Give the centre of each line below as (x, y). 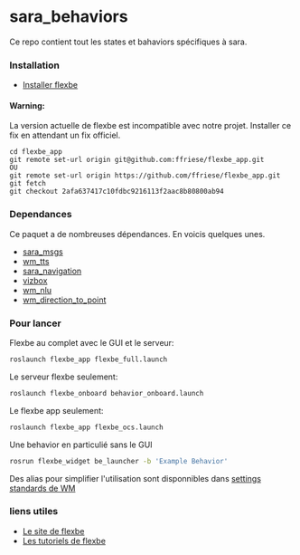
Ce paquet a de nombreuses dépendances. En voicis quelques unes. (137, 234)
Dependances (41, 215)
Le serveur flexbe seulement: (64, 377)
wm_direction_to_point (64, 300)
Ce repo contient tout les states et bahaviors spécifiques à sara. (128, 42)
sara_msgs (42, 252)
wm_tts (36, 261)
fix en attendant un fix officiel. (65, 135)
